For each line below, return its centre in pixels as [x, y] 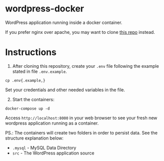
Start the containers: [33, 99]
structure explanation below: [34, 138]
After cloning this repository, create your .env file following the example [85, 66]
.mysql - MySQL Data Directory [44, 148]
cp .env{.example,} [25, 80]
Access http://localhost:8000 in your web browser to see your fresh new [81, 118]
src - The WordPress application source [53, 153]
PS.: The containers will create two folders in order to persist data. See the [82, 133]
